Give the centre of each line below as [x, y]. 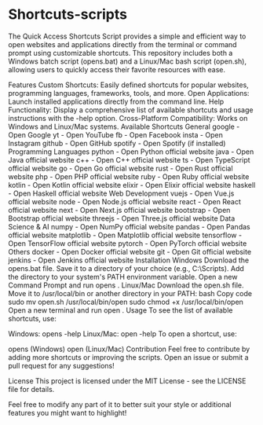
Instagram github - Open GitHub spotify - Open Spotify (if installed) [117, 143]
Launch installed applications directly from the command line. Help [116, 101]
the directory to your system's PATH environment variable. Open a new [123, 277]
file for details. [31, 389]
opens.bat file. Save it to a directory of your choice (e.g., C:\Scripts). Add [126, 268]
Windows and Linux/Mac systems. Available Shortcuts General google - [124, 126]
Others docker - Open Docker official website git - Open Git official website [130, 251]
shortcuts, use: [32, 318]
